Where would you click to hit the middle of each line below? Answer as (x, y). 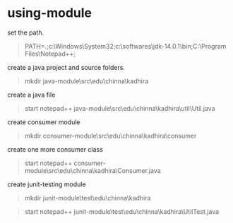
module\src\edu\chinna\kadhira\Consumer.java (92, 170)
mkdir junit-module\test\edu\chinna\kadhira (88, 198)
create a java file (31, 95)
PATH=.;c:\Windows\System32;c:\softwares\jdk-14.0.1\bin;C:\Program (125, 46)
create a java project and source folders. (66, 67)
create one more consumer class (55, 149)
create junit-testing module (47, 184)
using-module (49, 13)
